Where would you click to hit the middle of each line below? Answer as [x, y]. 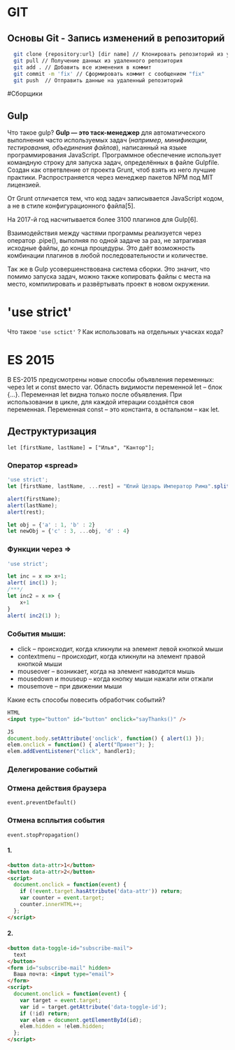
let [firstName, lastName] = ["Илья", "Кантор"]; [81, 447]
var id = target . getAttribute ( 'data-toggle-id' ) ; [94, 1007]
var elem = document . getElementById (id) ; [81, 1020]
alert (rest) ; [26, 512]
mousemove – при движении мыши [70, 686]
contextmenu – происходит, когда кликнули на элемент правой [111, 656]
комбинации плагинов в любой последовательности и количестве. [108, 255]
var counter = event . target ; [62, 898]
